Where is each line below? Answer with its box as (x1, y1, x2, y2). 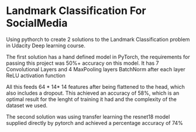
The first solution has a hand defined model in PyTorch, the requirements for (6, 53, 190, 60)
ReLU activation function (6, 72, 66, 79)
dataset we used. (6, 102, 48, 109)
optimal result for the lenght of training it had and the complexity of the (6, 95, 177, 103)
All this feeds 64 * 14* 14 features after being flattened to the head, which (6, 83, 185, 90)
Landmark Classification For (6, 4, 146, 18)
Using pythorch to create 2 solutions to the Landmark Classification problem (6, 36, 190, 43)
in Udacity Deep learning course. (6, 42, 86, 49)
